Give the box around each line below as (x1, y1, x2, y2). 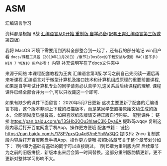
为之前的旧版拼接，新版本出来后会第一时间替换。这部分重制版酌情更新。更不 (5, 149, 162, 155)
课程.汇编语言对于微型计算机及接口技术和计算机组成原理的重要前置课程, (13, 77, 161, 83)
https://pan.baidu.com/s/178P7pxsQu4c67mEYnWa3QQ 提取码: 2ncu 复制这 (5, 130, 160, 137)
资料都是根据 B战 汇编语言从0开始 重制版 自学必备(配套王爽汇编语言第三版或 (5, 30, 161, 36)
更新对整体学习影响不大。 (5, 155, 58, 162)
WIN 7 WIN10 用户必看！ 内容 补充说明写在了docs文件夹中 (5, 60, 120, 66)
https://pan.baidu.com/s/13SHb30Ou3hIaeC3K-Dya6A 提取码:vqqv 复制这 (10, 118, 162, 124)
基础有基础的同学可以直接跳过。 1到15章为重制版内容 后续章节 (32, 143, 159, 149)
